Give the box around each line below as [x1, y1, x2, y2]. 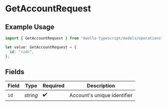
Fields [5, 67, 25, 76]
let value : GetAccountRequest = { [5, 45, 77, 50]
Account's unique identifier [69, 92, 133, 99]
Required [42, 82, 65, 89]
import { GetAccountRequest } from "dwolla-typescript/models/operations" [5, 36, 164, 41]
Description [86, 82, 115, 89]
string [24, 92, 38, 99]
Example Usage [5, 23, 55, 31]
